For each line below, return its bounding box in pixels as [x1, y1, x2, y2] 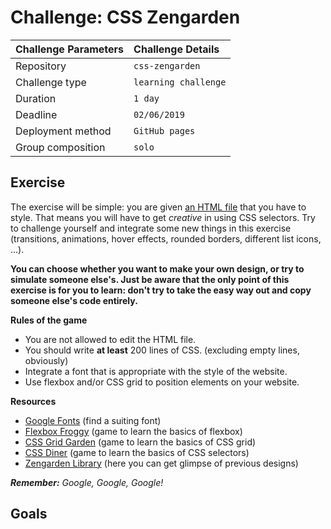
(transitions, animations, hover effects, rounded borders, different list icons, [10, 232, 322, 245]
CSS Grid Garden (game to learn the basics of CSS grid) [24, 436, 257, 448]
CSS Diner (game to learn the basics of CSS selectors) [24, 446, 250, 458]
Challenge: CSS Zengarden [10, 6, 241, 29]
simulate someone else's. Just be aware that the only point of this [10, 273, 290, 285]
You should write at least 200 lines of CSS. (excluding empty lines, [24, 344, 300, 356]
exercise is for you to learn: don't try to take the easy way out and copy [10, 284, 312, 296]
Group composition [15, 140, 106, 154]
